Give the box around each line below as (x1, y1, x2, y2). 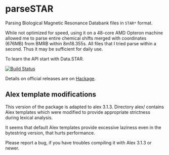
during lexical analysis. (5, 114, 53, 120)
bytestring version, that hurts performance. (5, 130, 95, 136)
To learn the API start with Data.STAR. (5, 55, 85, 61)
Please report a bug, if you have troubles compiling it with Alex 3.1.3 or (5, 139, 152, 145)
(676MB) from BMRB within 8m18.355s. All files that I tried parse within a (5, 40, 157, 46)
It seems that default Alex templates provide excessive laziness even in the (5, 124, 161, 130)
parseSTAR (5, 3, 54, 15)
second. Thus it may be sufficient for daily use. (5, 46, 103, 52)
